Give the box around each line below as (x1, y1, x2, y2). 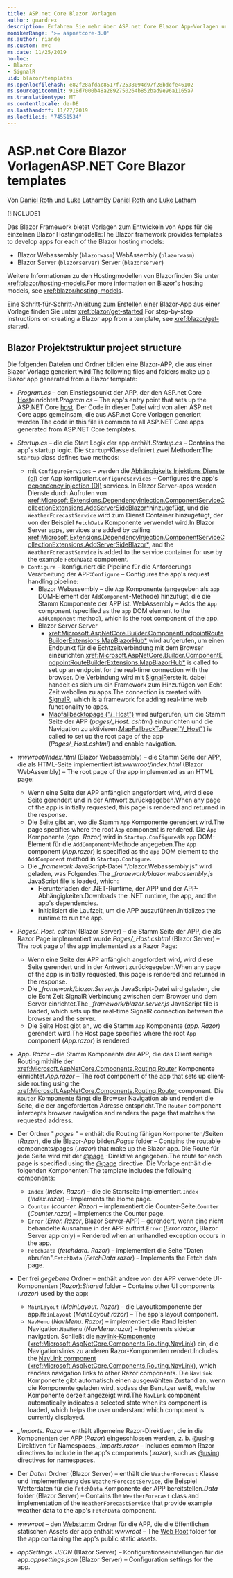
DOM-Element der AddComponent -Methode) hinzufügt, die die (37, 592, 212, 601)
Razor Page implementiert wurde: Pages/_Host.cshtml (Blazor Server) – (17, 934, 220, 943)
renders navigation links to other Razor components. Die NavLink (27, 1369, 212, 1378)
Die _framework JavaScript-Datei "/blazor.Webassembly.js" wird (27, 862, 212, 871)
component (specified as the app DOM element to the (37, 607, 191, 615)
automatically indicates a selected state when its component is (27, 1398, 207, 1407)
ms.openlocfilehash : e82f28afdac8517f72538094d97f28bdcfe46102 (7, 81, 194, 88)
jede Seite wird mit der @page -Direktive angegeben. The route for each (17, 1152, 223, 1160)
